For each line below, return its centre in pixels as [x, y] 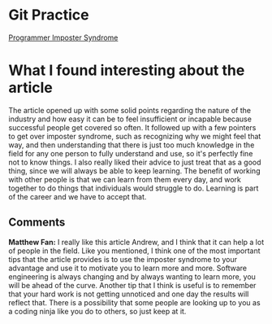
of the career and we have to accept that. [78, 196]
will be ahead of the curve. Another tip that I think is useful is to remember [132, 285]
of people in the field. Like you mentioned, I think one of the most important [135, 251]
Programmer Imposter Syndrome [63, 37]
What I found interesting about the [127, 70]
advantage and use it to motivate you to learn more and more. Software [128, 268]
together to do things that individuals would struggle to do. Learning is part [134, 188]
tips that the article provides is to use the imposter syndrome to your [123, 259]
